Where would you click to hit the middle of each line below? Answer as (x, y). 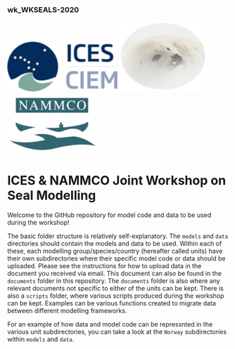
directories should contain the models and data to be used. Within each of (115, 244)
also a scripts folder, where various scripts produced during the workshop (116, 296)
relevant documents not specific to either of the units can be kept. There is (115, 289)
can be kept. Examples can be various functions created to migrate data (112, 303)
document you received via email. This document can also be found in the (114, 274)
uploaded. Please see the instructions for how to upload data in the (104, 266)
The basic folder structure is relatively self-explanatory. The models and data (118, 236)
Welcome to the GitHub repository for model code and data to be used (109, 215)
